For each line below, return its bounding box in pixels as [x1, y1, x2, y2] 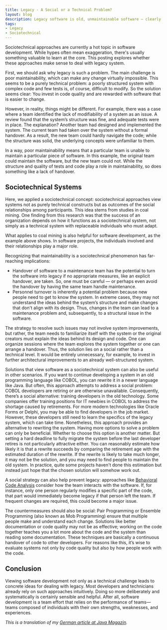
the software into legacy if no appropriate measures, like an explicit [12, 273, 150, 279]
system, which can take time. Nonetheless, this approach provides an [5, 420, 148, 425]
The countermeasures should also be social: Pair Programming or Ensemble [5, 507, 161, 514]
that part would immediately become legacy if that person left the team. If [5, 492, 156, 499]
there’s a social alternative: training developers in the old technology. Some [5, 393, 159, 399]
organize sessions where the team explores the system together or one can [5, 341, 160, 347]
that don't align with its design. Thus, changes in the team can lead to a [12, 305, 159, 311]
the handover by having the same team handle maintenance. [12, 283, 137, 289]
